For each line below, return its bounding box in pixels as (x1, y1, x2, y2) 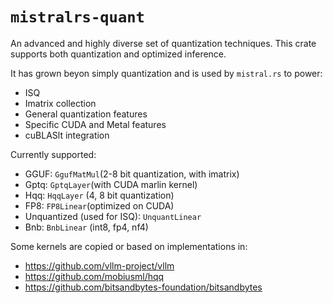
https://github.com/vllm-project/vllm (24, 259, 175, 272)
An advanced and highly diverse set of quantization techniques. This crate (10, 37, 317, 49)
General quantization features (24, 108, 148, 120)
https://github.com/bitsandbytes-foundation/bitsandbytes (24, 281, 263, 293)
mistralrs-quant (10, 8, 145, 27)
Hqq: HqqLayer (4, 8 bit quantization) (24, 189, 175, 201)
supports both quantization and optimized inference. (10, 48, 227, 60)
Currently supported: (10, 148, 97, 160)
